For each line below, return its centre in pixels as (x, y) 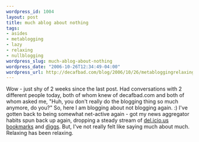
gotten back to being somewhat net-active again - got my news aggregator (98, 114)
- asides (17, 34)
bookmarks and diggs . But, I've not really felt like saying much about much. (98, 127)
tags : (13, 28)
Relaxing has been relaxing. (40, 133)
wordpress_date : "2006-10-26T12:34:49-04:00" (63, 67)
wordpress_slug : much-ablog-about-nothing (59, 61)
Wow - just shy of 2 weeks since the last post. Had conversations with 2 (94, 89)
